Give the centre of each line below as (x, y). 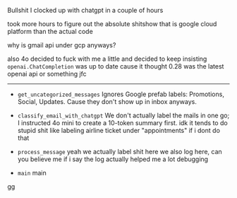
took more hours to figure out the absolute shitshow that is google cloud (112, 24)
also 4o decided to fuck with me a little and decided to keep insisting (107, 59)
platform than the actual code (50, 31)
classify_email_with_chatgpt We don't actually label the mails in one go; (123, 115)
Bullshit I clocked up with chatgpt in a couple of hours (85, 10)
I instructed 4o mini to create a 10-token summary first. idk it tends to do (122, 123)
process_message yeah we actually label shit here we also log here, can (120, 152)
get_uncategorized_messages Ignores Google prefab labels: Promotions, (121, 94)
